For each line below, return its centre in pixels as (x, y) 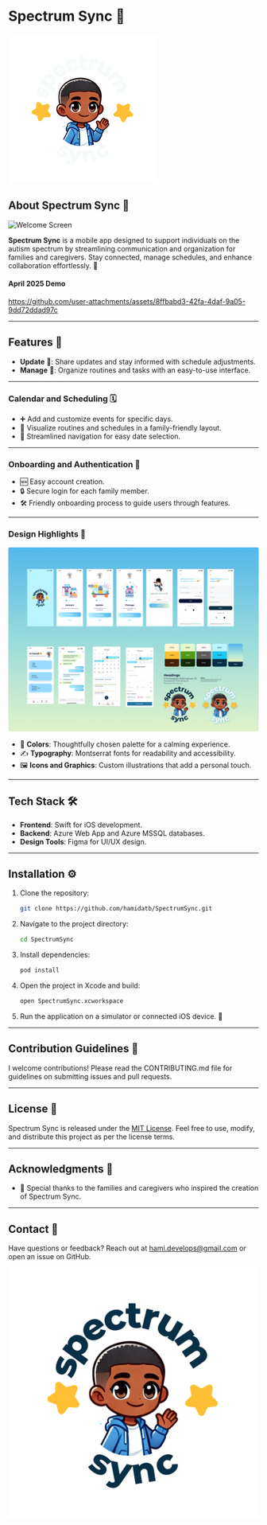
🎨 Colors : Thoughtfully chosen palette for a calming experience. (125, 744)
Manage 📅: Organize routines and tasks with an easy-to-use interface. (135, 370)
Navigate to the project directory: (74, 924)
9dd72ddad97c (33, 310)
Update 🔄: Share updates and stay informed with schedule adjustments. (137, 361)
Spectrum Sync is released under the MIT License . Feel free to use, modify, (132, 1128)
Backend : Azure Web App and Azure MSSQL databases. (112, 833)
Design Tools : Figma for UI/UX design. (83, 841)
